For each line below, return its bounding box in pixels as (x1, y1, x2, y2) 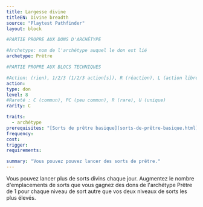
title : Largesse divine (6, 8, 66, 15)
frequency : (6, 130, 34, 136)
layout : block (6, 25, 42, 32)
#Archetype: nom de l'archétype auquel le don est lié (6, 48, 147, 54)
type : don (6, 86, 31, 92)
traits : (6, 114, 26, 120)
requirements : (6, 147, 42, 154)
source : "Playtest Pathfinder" (6, 20, 85, 26)
